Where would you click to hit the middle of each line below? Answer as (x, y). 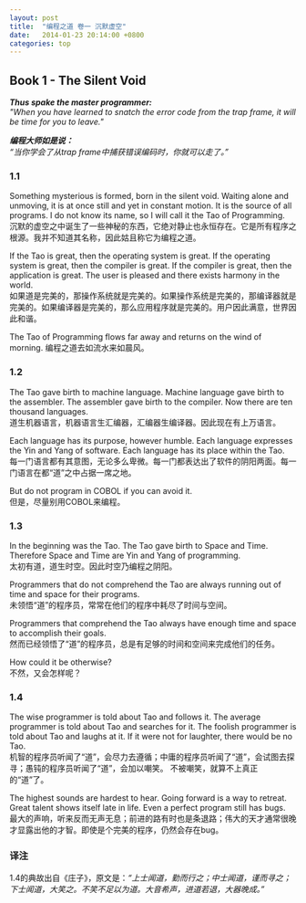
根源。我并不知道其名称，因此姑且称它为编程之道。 (105, 237)
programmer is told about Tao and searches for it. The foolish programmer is (153, 727)
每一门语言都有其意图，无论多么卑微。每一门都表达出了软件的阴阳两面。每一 (153, 461)
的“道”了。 (29, 780)
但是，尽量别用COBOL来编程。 (67, 501)
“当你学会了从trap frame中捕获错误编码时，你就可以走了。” (119, 152)
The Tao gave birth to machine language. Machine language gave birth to (147, 392)
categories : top (40, 43)
